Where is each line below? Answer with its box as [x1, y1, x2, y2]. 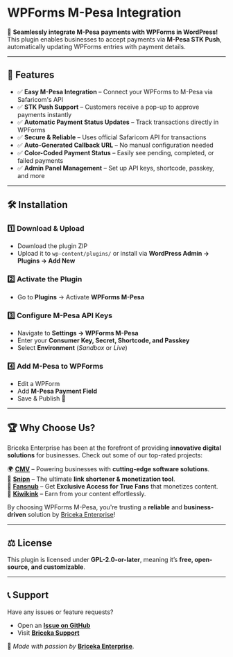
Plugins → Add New [17, 256, 76, 265]
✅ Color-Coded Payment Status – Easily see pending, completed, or [17, 148, 214, 157]
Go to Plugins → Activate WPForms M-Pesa [17, 292, 144, 301]
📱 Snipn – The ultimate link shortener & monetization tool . [7, 475, 175, 483]
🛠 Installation [7, 199, 68, 211]
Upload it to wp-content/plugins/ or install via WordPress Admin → [17, 249, 209, 258]
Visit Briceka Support [17, 629, 80, 637]
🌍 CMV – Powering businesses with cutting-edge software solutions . [7, 465, 210, 473]
